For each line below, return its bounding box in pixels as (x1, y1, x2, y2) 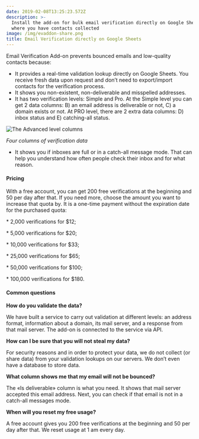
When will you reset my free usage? (6, 409, 97, 416)
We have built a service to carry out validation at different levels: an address (6, 314, 192, 321)
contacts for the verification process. (14, 83, 105, 89)
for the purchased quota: (6, 206, 67, 214)
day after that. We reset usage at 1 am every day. (6, 427, 126, 434)
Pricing (6, 175, 25, 182)
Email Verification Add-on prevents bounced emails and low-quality (6, 53, 171, 59)
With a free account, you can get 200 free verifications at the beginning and (6, 188, 192, 195)
